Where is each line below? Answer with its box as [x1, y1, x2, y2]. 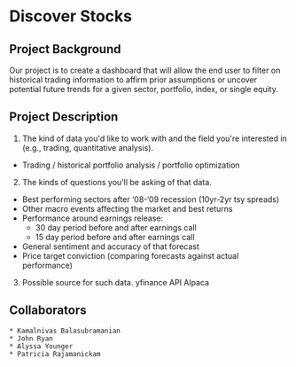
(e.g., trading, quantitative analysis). [21, 142, 153, 152]
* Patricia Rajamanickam [9, 349, 101, 358]
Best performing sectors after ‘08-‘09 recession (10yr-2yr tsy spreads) [21, 193, 280, 205]
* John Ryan [9, 334, 53, 343]
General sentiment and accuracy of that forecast [21, 241, 199, 252]
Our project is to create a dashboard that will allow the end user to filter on [9, 65, 281, 75]
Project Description [9, 109, 119, 125]
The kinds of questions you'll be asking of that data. [21, 176, 213, 187]
